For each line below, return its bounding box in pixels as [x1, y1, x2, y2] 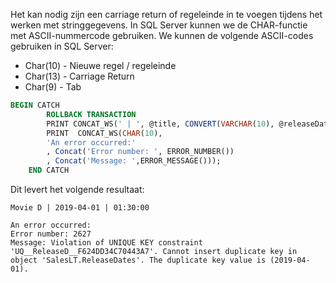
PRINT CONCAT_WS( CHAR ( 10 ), [46, 128, 163, 138]
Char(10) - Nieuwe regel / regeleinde [24, 60, 177, 71]
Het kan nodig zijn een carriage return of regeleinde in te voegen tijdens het [10, 9, 323, 20]
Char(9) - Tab [24, 81, 82, 93]
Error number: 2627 [10, 229, 92, 239]
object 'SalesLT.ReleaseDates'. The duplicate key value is [10, 255, 267, 265]
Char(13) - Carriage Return [24, 70, 135, 82]
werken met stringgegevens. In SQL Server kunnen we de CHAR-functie [10, 19, 308, 31]
